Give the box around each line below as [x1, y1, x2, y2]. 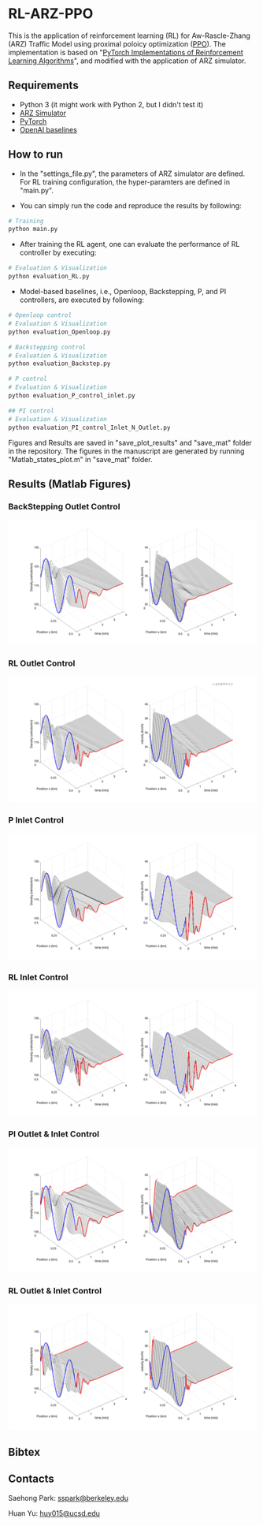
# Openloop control [8, 312, 72, 319]
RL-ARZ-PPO [8, 5, 94, 23]
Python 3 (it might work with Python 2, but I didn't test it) [19, 99, 204, 109]
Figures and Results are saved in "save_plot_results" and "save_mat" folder [8, 438, 252, 447]
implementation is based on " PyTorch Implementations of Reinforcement [8, 47, 244, 57]
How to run [8, 147, 64, 162]
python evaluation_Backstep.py [8, 360, 111, 368]
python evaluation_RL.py [8, 273, 90, 281]
